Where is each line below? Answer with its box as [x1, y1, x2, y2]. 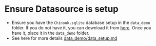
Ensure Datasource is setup [4, 3, 119, 15]
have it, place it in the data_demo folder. [11, 30, 90, 36]
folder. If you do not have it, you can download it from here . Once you [11, 24, 152, 30]
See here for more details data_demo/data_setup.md [11, 35, 117, 41]
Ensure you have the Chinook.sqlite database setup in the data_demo [11, 20, 151, 25]
